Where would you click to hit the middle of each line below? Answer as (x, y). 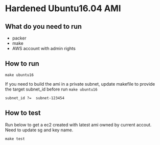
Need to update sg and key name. (39, 130)
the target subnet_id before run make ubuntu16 (51, 89)
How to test (23, 113)
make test (15, 139)
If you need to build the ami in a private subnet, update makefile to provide (80, 84)
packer (19, 38)
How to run (22, 64)
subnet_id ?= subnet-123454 (35, 98)
